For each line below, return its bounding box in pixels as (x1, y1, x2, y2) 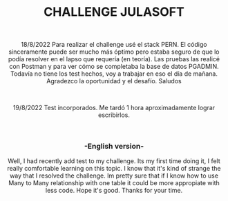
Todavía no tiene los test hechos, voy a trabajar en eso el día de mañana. (10, 70, 218, 78)
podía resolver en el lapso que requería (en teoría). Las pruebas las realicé (8, 54, 220, 63)
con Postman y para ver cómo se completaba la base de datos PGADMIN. (9, 62, 219, 70)
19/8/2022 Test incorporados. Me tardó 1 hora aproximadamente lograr (12, 103, 216, 112)
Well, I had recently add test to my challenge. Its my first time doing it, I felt (8, 157, 220, 165)
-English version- (84, 141, 144, 151)
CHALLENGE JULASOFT (44, 4, 184, 20)
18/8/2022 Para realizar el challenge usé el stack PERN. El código (21, 40, 207, 48)
